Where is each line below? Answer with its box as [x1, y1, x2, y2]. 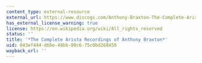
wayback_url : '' [6, 48, 47, 54]
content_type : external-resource [6, 8, 90, 15]
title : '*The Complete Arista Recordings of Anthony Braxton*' [6, 37, 168, 43]
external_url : [6, 14, 42, 20]
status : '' [6, 31, 34, 37]
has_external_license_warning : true [6, 20, 98, 26]
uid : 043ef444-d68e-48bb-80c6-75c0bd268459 [6, 43, 117, 49]
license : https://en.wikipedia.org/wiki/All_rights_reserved [6, 25, 163, 32]
